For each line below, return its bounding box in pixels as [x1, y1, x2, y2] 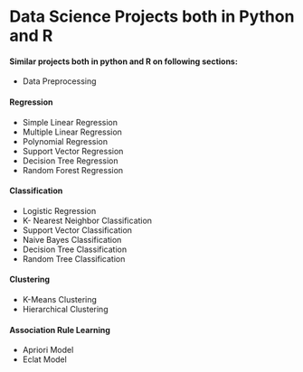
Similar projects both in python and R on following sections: [9, 56, 238, 67]
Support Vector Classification [22, 224, 133, 236]
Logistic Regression [22, 205, 97, 216]
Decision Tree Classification [22, 244, 128, 255]
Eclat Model [22, 354, 68, 365]
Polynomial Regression [22, 135, 109, 146]
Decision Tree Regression [22, 155, 118, 166]
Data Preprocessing [22, 76, 97, 87]
